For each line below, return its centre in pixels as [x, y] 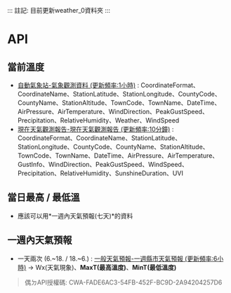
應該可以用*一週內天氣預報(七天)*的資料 [75, 216]
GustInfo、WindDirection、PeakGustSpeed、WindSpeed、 [103, 164]
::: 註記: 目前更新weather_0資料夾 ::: [59, 10]
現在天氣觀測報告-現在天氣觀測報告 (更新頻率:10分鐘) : [95, 129]
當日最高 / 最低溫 [44, 198]
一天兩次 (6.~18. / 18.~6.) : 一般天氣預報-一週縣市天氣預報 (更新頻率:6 [117, 258]
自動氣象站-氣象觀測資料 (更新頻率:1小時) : [78, 85]
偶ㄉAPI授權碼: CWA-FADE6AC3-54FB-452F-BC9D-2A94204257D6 [123, 282]
